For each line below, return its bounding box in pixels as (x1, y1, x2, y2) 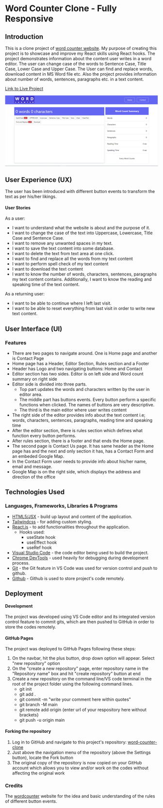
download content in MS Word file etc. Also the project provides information (5, 71, 157, 77)
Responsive (5, 13, 53, 24)
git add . (19, 692, 36, 697)
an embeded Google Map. (12, 453, 65, 459)
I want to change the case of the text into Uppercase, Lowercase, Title (12, 230, 153, 236)
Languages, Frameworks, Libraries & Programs (5, 502, 118, 509)
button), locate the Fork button (12, 755, 74, 760)
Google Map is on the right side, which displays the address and (12, 469, 141, 474)
